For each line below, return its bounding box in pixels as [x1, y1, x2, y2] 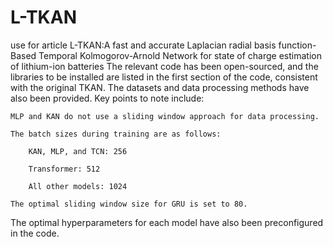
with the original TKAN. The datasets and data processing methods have [10, 81, 310, 93]
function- [278, 39, 317, 51]
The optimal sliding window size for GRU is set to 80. [10, 199, 248, 209]
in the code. [10, 227, 60, 239]
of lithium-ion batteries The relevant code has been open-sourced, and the [10, 60, 319, 72]
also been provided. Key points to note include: [10, 92, 205, 104]
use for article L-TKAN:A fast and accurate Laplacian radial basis [10, 39, 277, 51]
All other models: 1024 [28, 181, 128, 191]
